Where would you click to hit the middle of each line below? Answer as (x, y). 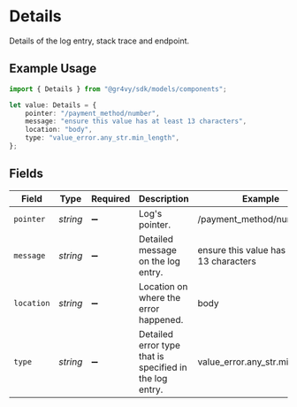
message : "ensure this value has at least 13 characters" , (136, 121)
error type (160, 345)
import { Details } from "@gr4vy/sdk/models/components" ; (118, 89)
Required (111, 198)
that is (152, 356)
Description (164, 198)
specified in (163, 367)
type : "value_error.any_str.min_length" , (102, 138)
